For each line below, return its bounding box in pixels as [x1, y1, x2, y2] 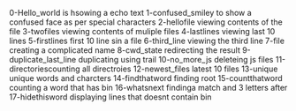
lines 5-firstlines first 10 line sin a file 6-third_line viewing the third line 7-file [9, 35, 285, 46]
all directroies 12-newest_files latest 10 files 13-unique [82, 63, 278, 74]
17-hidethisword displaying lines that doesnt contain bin [9, 92, 212, 102]
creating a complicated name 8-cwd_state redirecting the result [9, 45, 240, 55]
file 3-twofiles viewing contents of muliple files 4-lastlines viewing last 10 [9, 26, 276, 36]
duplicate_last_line [9, 55, 77, 64]
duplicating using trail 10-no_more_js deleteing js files [78, 55, 274, 64]
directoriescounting [9, 63, 81, 74]
